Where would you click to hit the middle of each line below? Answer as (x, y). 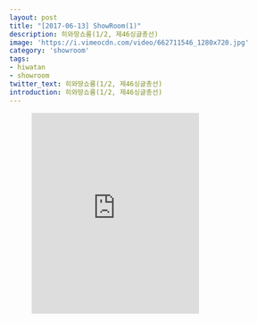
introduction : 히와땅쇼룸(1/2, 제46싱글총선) (86, 92)
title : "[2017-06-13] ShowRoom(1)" (75, 26)
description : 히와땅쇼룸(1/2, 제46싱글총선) (84, 34)
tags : (19, 59)
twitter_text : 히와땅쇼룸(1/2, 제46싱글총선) (86, 84)
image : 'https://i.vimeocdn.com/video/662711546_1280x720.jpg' (129, 42)
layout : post (33, 17)
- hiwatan (28, 68)
